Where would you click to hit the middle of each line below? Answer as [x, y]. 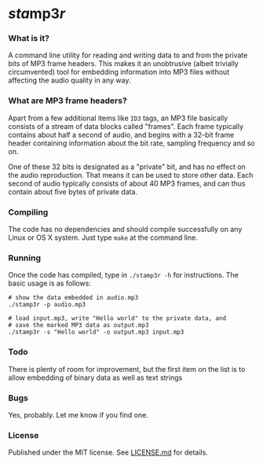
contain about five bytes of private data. [73, 191]
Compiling [28, 212]
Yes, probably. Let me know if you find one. [79, 414]
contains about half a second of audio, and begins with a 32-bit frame [121, 134]
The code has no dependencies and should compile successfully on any [125, 230]
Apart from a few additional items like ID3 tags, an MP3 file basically [118, 118]
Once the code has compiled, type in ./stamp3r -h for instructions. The [124, 275]
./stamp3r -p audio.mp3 [47, 305]
